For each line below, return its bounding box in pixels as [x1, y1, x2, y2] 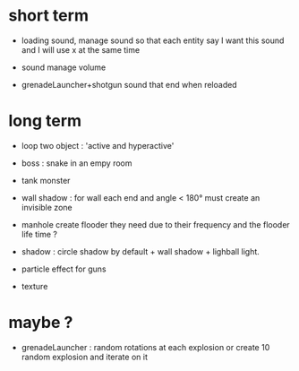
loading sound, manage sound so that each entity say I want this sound [21, 35, 285, 46]
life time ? [21, 229, 57, 239]
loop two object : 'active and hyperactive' [21, 140, 175, 151]
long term [8, 111, 82, 131]
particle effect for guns [21, 263, 107, 274]
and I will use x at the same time [21, 44, 141, 55]
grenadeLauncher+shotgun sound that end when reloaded [21, 79, 238, 90]
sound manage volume [21, 62, 107, 73]
